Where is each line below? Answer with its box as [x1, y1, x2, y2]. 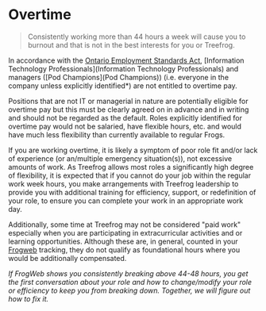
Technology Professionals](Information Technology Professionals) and [8, 63, 239, 73]
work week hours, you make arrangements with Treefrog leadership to [8, 179, 239, 188]
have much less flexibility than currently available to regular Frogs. [8, 129, 226, 140]
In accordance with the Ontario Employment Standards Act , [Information [8, 56, 245, 65]
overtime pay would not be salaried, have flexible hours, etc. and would [8, 121, 242, 131]
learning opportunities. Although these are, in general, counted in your [8, 236, 238, 246]
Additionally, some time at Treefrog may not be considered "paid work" [8, 220, 241, 229]
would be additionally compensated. [8, 253, 127, 263]
